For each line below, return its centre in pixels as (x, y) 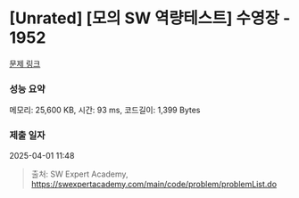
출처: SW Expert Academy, (79, 174)
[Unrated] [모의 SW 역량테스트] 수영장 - (150, 18)
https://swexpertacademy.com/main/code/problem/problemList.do (154, 184)
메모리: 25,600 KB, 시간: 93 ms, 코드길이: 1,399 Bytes (105, 110)
